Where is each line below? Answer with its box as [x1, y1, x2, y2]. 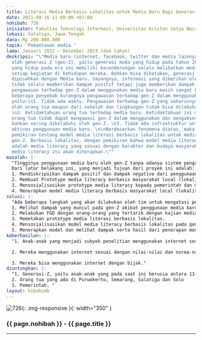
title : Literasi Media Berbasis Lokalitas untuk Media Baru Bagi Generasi [6, 8, 198, 15]
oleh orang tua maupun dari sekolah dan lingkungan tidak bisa [11, 104, 173, 110]
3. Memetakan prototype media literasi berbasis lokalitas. [11, 216, 165, 222]
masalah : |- [6, 154, 36, 160]
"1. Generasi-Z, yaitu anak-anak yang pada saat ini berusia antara [11, 271, 187, 277]
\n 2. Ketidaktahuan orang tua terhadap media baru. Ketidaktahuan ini [11, 110, 192, 116]
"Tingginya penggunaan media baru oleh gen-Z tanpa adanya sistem [11, 160, 182, 166]
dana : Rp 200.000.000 [6, 37, 61, 43]
